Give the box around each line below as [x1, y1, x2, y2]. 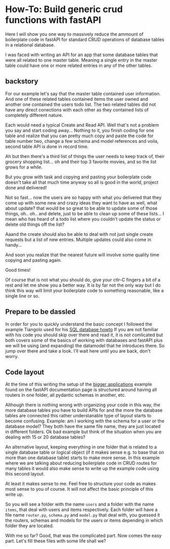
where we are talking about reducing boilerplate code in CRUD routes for [5, 460, 157, 466]
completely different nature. [5, 112, 63, 118]
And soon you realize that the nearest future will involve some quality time [5, 252, 159, 258]
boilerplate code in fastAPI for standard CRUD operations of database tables [5, 36, 164, 43]
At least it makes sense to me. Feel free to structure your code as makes [5, 481, 156, 487]
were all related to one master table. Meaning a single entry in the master [5, 57, 158, 63]
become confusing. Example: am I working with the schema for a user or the [5, 418, 164, 424]
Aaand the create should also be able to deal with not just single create [5, 231, 153, 237]
